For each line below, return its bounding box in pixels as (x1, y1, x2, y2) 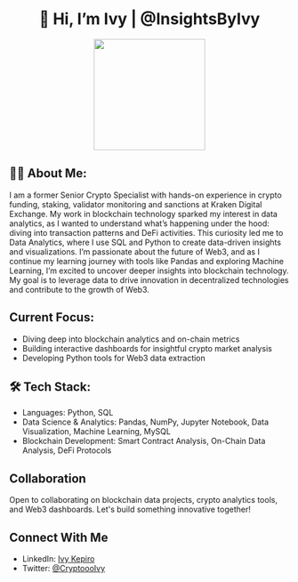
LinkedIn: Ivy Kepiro (21, 554, 95, 564)
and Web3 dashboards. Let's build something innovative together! (9, 504, 251, 515)
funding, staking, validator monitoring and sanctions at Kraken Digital (9, 198, 262, 209)
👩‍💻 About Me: (9, 166, 87, 182)
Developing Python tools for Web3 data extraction (21, 352, 206, 363)
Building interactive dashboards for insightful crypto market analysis (21, 343, 273, 353)
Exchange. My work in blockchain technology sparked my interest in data (9, 208, 278, 219)
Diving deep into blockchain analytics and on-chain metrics (21, 334, 240, 344)
